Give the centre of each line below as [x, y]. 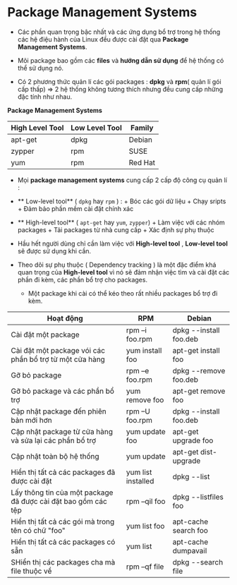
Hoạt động [65, 318]
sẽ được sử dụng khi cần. [54, 251]
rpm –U [138, 411]
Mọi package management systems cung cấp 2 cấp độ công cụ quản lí [122, 180]
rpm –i [136, 330]
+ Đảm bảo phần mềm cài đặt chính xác [75, 208]
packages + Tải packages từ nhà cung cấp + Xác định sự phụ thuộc [116, 229]
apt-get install [196, 350]
